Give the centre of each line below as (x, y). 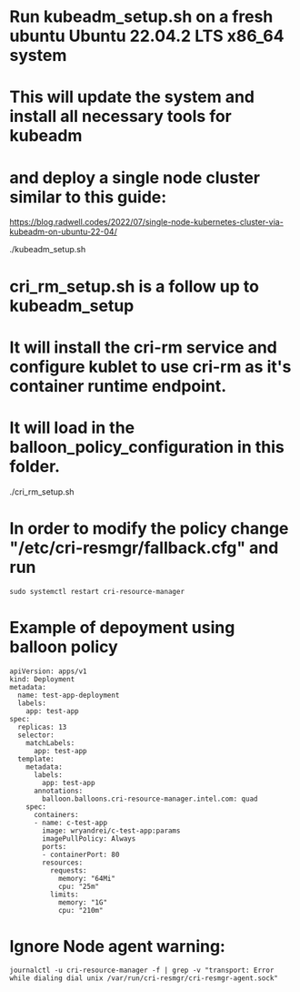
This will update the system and (132, 97)
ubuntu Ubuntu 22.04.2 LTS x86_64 (147, 36)
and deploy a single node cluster (135, 177)
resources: (63, 863)
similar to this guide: (88, 197)
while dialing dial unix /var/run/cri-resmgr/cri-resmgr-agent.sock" (144, 978)
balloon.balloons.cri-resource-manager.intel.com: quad (150, 799)
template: (36, 759)
